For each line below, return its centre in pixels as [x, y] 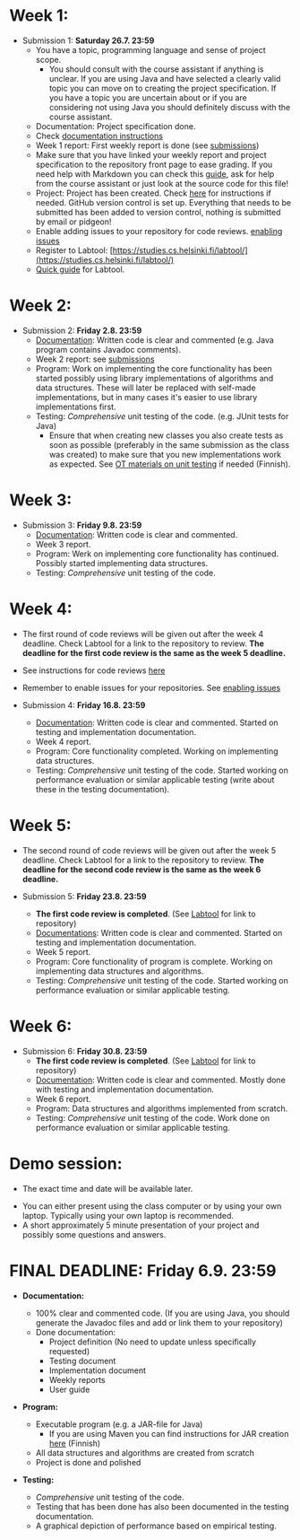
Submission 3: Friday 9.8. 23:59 [82, 525]
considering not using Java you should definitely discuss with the [170, 107]
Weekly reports [77, 1379]
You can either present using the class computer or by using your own [152, 1206]
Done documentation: [76, 1332]
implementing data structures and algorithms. [120, 971]
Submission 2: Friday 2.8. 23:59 [82, 330]
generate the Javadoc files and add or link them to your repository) [159, 1322]
